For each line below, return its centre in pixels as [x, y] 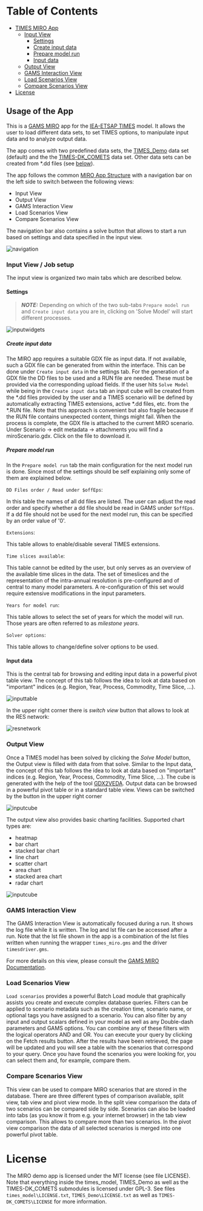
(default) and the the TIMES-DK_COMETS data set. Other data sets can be [99, 157]
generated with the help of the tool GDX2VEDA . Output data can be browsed [101, 783]
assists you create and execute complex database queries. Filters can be [97, 1003]
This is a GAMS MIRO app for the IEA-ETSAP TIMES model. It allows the [96, 126]
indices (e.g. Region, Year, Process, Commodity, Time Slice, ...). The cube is [101, 777]
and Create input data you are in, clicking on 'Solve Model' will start [107, 312]
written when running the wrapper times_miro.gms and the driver [87, 942]
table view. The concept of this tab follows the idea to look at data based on [101, 681]
